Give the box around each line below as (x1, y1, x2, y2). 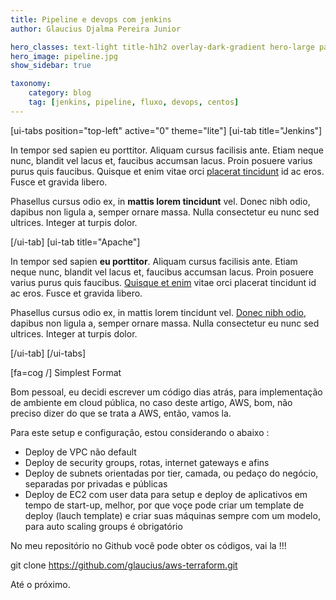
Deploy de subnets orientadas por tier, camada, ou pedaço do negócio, (24, 467, 319, 479)
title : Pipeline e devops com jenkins (10, 14, 172, 25)
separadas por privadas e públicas (24, 477, 168, 490)
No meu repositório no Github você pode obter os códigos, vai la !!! (10, 539, 287, 551)
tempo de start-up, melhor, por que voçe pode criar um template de (24, 499, 305, 511)
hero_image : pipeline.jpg (10, 51, 118, 61)
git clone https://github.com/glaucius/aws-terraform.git (10, 559, 238, 571)
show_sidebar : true (10, 61, 92, 71)
